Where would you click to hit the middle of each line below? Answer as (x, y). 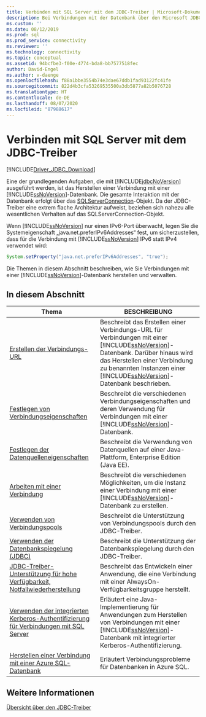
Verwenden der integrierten (49, 611)
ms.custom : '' (25, 23)
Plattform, (114, 457)
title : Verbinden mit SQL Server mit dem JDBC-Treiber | (81, 12)
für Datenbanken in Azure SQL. (145, 667)
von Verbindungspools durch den (148, 523)
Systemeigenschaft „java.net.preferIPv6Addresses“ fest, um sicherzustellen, (103, 233)
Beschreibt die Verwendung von (146, 442)
